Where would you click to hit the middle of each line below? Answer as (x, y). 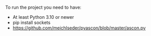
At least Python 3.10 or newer (43, 17)
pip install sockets (32, 23)
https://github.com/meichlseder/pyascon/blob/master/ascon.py (79, 28)
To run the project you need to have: (43, 7)
